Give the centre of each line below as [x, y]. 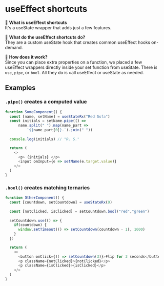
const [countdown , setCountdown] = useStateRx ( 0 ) [61, 203]
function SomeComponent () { [34, 112]
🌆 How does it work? [26, 57]
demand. [14, 47]
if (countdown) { [31, 225]
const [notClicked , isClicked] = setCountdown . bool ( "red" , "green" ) [80, 211]
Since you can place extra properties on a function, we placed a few [74, 62]
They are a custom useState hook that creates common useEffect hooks [78, 42]
